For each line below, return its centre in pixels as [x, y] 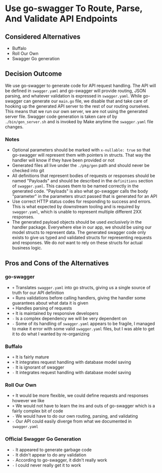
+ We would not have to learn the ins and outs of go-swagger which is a [83, 406]
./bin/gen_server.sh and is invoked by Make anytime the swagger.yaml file [79, 121]
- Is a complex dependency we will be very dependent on [69, 318]
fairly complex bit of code [37, 411]
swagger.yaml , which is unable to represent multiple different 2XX [77, 212]
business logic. [27, 248]
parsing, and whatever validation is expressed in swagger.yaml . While [74, 96]
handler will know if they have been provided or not [63, 160]
